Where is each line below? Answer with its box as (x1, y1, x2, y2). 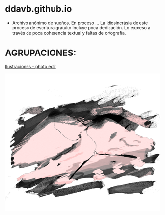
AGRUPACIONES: (5, 48, 77, 58)
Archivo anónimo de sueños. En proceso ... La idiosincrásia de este (12, 20, 148, 26)
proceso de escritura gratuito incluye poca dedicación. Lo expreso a (12, 25, 151, 30)
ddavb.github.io (5, 3, 72, 15)
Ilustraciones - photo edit (5, 63, 56, 69)
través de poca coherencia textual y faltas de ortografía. (12, 30, 126, 36)
